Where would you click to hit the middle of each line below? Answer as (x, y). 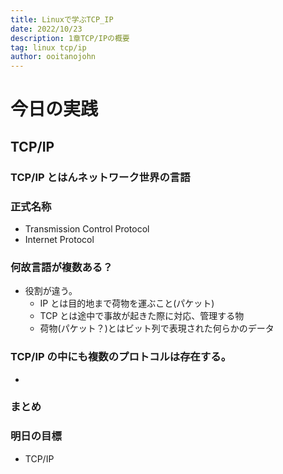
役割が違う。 (51, 291)
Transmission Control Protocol (87, 228)
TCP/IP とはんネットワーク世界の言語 (100, 177)
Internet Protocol (59, 239)
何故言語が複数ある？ (61, 267)
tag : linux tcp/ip (48, 47)
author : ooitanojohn (53, 57)
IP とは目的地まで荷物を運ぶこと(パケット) (127, 303)
